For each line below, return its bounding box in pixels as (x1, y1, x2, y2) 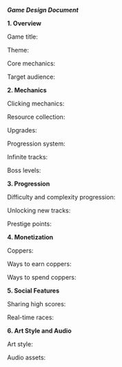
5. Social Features (7, 286, 60, 295)
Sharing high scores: (7, 300, 66, 308)
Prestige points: (7, 220, 52, 228)
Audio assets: (7, 353, 46, 361)
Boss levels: (7, 166, 41, 175)
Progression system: (7, 139, 65, 148)
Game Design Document (7, 6, 79, 14)
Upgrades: (7, 126, 37, 134)
